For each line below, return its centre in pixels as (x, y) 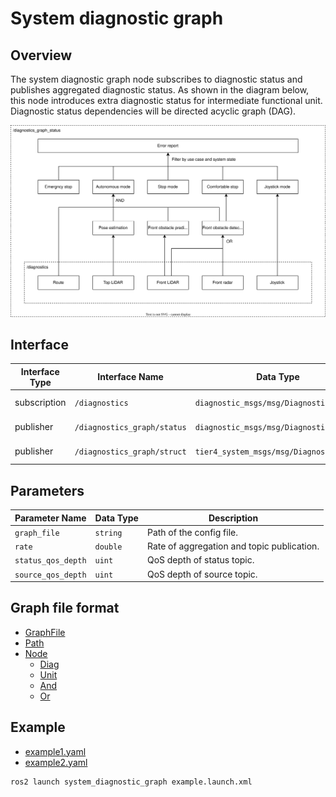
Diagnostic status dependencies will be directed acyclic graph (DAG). (153, 111)
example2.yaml (56, 762)
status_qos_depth (50, 561)
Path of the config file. (192, 532)
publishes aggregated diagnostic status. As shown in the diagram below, (160, 90)
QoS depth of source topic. (202, 574)
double (108, 547)
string (108, 533)
